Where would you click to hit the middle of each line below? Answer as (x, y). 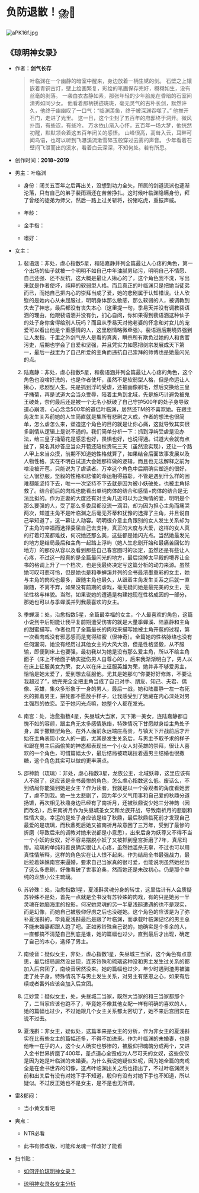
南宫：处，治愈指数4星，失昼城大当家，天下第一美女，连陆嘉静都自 (106, 716)
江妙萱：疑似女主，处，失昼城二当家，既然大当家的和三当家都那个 (104, 996)
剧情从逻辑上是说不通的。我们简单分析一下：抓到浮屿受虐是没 (104, 431)
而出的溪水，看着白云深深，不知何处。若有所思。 (110, 147)
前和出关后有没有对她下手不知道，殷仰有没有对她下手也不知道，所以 (107, 1075)
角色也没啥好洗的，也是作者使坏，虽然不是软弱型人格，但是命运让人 (107, 379)
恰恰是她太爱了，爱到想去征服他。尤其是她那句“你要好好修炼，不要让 (108, 674)
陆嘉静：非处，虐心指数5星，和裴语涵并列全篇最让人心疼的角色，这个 (108, 372)
